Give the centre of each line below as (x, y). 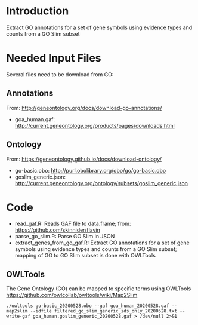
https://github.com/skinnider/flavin (57, 230)
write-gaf (18, 317)
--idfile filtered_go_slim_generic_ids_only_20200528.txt (104, 311)
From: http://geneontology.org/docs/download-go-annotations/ (84, 108)
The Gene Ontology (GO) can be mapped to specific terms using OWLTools (99, 289)
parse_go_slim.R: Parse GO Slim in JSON (65, 237)
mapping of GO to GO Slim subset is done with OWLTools (85, 256)
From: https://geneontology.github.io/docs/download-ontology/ (84, 159)
